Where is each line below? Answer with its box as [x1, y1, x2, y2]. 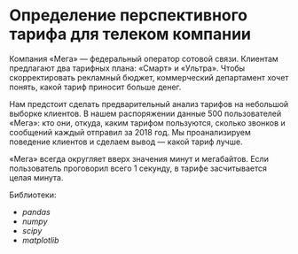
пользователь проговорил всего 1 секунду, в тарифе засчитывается [9, 163, 268, 173]
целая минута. [9, 172, 64, 182]
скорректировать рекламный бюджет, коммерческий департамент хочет [9, 72, 289, 82]
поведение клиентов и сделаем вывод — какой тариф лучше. [9, 136, 243, 147]
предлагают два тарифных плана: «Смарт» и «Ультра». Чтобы [9, 63, 246, 73]
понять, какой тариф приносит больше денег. [9, 81, 182, 92]
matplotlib [21, 235, 59, 245]
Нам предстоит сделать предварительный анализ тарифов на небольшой [9, 98, 289, 109]
